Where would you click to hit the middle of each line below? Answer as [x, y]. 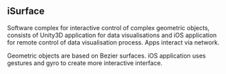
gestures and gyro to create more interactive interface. [85, 63]
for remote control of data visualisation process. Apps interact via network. [113, 42]
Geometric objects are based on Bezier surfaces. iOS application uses [106, 56]
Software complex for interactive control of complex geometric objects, [109, 27]
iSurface [26, 11]
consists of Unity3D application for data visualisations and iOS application [112, 35]
